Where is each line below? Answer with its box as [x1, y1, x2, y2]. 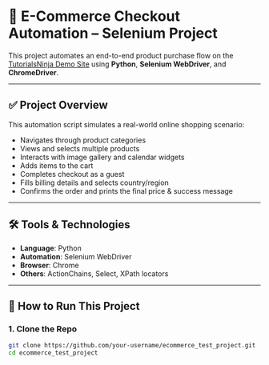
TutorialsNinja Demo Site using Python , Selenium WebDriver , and [8, 59, 227, 69]
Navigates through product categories [19, 135, 147, 145]
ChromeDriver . [8, 67, 59, 77]
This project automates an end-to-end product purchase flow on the [8, 50, 234, 60]
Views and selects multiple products [19, 143, 140, 153]
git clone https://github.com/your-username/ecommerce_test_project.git [8, 342, 256, 350]
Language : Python [19, 243, 82, 253]
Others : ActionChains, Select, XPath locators [19, 268, 169, 279]
